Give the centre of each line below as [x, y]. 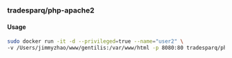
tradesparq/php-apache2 [51, 10]
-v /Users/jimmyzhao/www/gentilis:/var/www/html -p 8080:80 [96, 48]
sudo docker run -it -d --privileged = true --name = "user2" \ [96, 41]
